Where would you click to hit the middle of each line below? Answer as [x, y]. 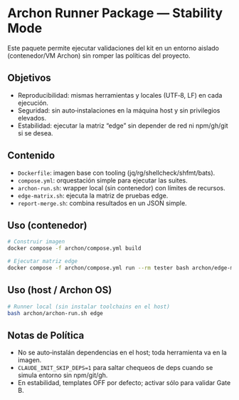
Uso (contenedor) [47, 225]
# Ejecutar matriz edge [43, 262]
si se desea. [35, 133]
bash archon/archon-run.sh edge [55, 313]
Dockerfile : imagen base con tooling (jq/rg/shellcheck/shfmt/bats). [116, 173]
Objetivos [29, 78]
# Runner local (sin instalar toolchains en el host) [89, 307]
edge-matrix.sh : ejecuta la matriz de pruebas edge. [93, 195]
